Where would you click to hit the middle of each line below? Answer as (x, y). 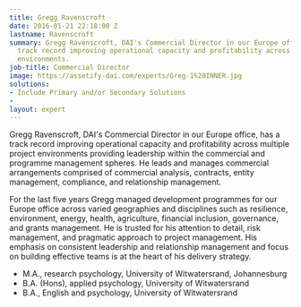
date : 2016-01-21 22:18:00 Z (64, 26)
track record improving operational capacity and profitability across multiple (149, 144)
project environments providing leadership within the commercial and (138, 154)
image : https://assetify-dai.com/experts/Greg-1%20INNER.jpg (126, 76)
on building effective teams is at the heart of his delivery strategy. (130, 257)
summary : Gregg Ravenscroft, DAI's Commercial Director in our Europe (144, 43)
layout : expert (38, 109)
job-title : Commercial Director (69, 68)
